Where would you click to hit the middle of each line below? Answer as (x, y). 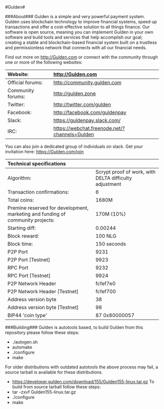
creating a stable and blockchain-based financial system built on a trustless (81, 42)
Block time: (20, 244)
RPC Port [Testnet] (29, 276)
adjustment (108, 184)
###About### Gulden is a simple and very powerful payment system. (75, 16)
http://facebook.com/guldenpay (90, 112)
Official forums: (25, 82)
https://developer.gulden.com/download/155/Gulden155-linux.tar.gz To (83, 382)
